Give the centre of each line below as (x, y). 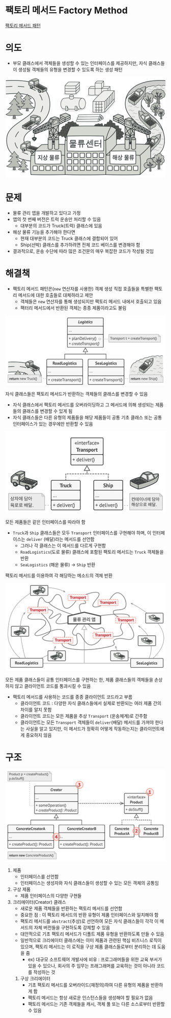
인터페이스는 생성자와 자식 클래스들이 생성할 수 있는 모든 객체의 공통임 (90, 883)
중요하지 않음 (39, 735)
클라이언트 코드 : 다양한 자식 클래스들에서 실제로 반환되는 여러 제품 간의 (91, 703)
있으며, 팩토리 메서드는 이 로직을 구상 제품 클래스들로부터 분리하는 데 (88, 947)
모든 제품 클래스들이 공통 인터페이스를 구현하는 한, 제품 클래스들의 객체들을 (79, 680)
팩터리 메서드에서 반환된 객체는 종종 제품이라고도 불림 (73, 308)
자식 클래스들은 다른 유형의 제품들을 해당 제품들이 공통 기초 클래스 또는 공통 (87, 417)
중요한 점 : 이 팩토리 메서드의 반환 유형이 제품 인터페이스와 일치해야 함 (89, 915)
